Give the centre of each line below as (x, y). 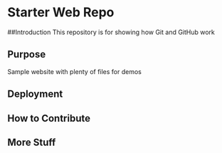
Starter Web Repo (61, 12)
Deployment (35, 94)
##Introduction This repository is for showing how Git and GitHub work (111, 32)
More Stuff (32, 142)
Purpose (27, 54)
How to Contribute (49, 118)
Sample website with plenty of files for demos (75, 71)
